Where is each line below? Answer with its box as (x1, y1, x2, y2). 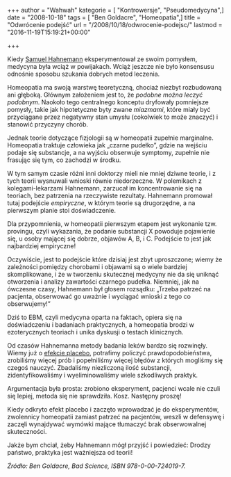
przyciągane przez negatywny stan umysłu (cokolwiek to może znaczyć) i (7, 113, 219, 121)
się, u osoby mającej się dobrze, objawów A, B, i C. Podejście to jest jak (7, 234, 212, 243)
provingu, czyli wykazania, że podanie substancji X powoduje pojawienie (7, 227, 216, 235)
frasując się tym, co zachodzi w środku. (7, 156, 121, 164)
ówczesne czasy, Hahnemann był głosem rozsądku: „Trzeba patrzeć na (7, 285, 212, 293)
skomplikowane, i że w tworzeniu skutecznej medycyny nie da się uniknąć (7, 270, 219, 278)
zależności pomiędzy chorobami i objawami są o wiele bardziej (7, 263, 187, 270)
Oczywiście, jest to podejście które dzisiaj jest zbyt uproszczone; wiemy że (7, 255, 223, 264)
